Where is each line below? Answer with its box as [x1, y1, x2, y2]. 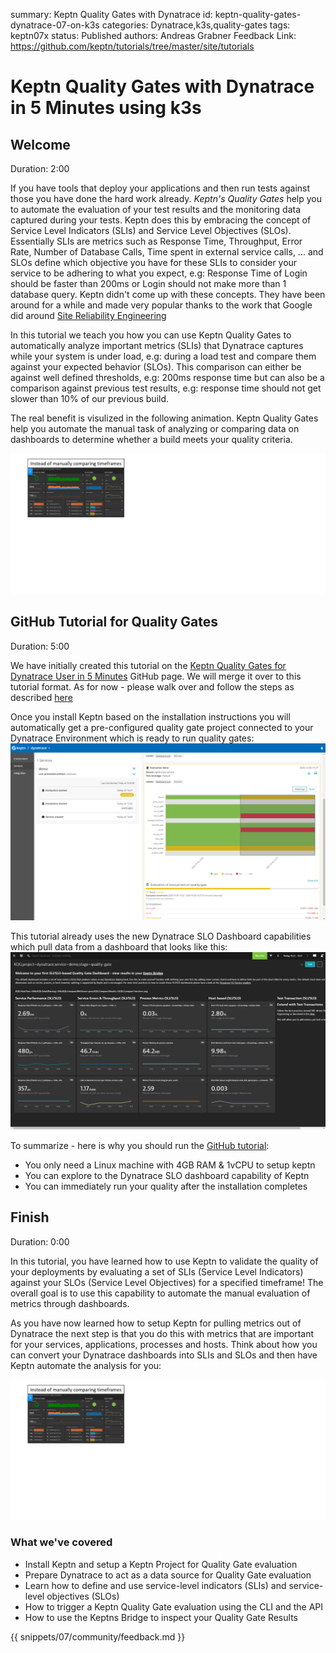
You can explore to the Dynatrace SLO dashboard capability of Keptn [24, 1169, 310, 1181]
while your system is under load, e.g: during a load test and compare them [10, 350, 317, 362]
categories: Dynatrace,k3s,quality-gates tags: [101, 19, 291, 31]
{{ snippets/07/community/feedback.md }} [10, 1630, 186, 1643]
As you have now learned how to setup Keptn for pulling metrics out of [10, 1317, 302, 1329]
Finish [10, 1209, 50, 1226]
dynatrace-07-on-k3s [10, 19, 100, 31]
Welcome [10, 136, 71, 153]
